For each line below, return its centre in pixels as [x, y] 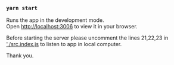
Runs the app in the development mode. [55, 20]
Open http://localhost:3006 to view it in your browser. [72, 27]
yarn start [22, 8]
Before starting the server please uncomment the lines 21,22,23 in [87, 38]
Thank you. [20, 56]
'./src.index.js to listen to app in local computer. [64, 44]
